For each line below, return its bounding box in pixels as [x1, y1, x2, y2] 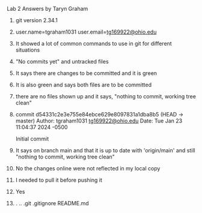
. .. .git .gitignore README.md [15, 200, 89, 206]
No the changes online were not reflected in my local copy [15, 165, 161, 172]
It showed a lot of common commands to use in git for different [15, 40, 172, 47]
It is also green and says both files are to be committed [15, 81, 152, 88]
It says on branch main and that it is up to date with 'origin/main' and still [15, 147, 195, 154]
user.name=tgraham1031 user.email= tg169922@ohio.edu [15, 28, 157, 35]
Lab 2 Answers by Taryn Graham [7, 5, 88, 12]
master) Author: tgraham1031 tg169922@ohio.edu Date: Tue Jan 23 [15, 117, 183, 124]
